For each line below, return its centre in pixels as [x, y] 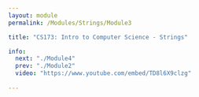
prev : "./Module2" [46, 66]
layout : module [33, 15]
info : [17, 51]
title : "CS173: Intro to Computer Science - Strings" [98, 37]
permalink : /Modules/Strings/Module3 [70, 23]
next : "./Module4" [46, 59]
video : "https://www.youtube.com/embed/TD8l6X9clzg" [103, 73]
